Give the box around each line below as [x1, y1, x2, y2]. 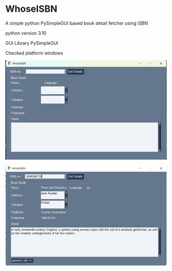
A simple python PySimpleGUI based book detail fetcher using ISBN [5, 20, 148, 26]
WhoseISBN [5, 3, 58, 15]
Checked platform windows [5, 50, 63, 56]
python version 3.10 [5, 30, 47, 36]
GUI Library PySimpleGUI [5, 40, 59, 46]
